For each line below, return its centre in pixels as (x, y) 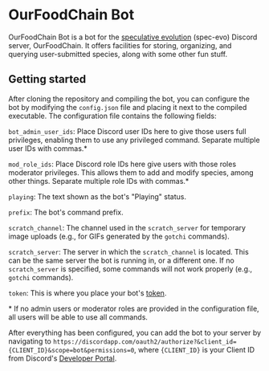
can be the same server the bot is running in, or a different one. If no (121, 260)
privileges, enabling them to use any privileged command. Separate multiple (134, 140)
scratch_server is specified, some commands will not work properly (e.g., (130, 269)
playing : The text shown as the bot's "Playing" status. (98, 196)
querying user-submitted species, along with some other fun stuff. (118, 54)
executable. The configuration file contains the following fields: (112, 116)
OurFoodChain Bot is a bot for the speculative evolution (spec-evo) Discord (133, 37)
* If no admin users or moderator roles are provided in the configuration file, (134, 308)
